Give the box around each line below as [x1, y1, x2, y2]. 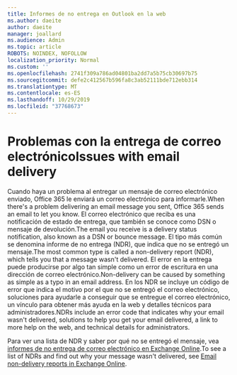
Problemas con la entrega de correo [7, 134, 221, 150]
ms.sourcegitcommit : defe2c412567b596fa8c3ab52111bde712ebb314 [7, 76, 198, 84]
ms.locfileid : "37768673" [7, 103, 83, 110]
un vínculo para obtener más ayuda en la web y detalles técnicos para [7, 300, 212, 309]
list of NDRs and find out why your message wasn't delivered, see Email [7, 352, 217, 360]
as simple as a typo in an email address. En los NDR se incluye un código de [7, 278, 229, 286]
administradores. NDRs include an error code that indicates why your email [7, 308, 224, 316]
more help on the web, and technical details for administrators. [7, 322, 190, 331]
